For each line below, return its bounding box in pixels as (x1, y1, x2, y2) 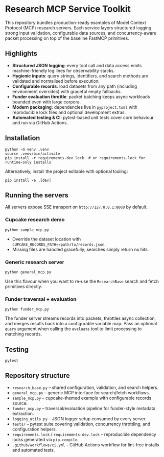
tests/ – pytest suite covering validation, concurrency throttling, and (12, 421, 151, 427)
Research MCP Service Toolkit (5, 3, 131, 15)
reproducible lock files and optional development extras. (12, 109, 126, 115)
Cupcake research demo (5, 216, 65, 223)
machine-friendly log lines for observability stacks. (12, 68, 115, 73)
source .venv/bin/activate (5, 151, 60, 156)
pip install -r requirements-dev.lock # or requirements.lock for (5, 155, 146, 160)
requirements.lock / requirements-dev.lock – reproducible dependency (12, 431, 157, 437)
